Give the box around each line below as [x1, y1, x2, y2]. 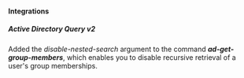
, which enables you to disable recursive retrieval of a [62, 52, 236, 62]
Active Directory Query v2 [8, 24, 96, 34]
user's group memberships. [8, 61, 98, 70]
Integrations [8, 6, 50, 16]
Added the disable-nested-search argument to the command [8, 44, 206, 54]
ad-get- [207, 44, 235, 54]
